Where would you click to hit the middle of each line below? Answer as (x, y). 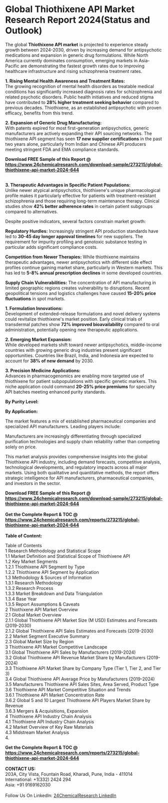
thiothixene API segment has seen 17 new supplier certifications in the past (84, 139)
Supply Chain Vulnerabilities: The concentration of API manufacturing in (81, 282)
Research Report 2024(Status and (77, 20)
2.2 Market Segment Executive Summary (47, 636)
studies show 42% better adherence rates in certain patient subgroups (79, 206)
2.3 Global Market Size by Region (39, 641)
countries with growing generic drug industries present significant (73, 350)
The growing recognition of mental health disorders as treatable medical (79, 86)
